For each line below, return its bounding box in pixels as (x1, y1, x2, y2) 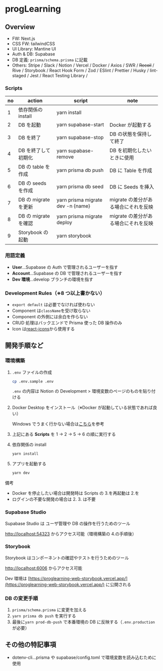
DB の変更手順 (5, 595, 38, 602)
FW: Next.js (12, 35, 35, 41)
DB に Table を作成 (109, 167, 152, 174)
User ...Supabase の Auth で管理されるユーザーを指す (12, 264, 118, 270)
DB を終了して (18, 147, 51, 154)
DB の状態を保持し (109, 131, 152, 138)
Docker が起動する (109, 121, 152, 128)
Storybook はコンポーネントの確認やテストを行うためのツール (5, 555, 130, 561)
